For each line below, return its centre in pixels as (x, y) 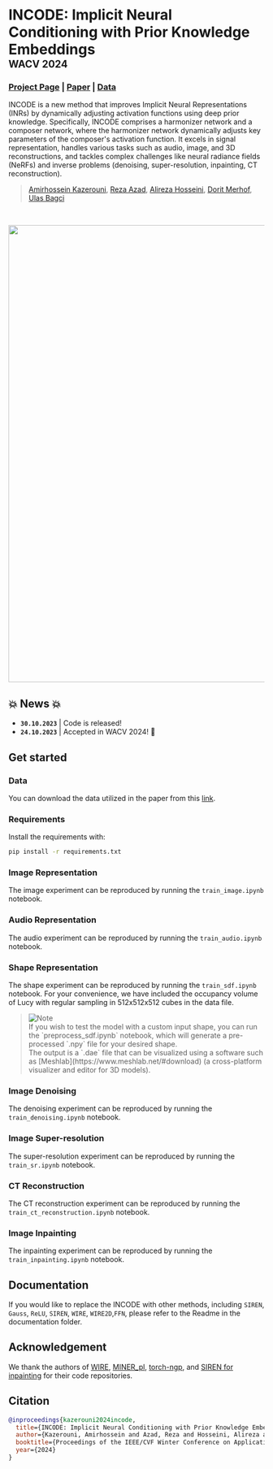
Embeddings (52, 50)
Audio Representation (52, 920)
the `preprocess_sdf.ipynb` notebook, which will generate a (128, 1036)
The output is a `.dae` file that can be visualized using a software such (146, 1053)
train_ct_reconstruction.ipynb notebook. (79, 1211)
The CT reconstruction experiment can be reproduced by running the (124, 1203)
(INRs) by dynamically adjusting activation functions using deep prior (124, 113)
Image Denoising (43, 1090)
